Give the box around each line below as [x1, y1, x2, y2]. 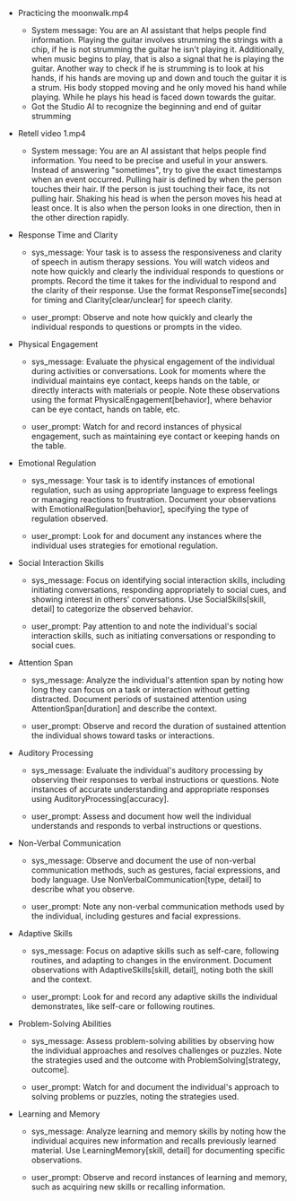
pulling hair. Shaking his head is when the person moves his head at [30, 193, 283, 204]
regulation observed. [30, 513, 109, 524]
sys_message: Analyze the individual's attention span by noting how [30, 674, 284, 685]
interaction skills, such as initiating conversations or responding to [30, 631, 276, 640]
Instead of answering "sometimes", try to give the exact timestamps [30, 165, 283, 175]
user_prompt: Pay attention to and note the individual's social [30, 621, 257, 631]
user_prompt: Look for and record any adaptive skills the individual [30, 991, 278, 1002]
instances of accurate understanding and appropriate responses [30, 784, 270, 795]
